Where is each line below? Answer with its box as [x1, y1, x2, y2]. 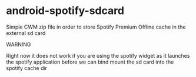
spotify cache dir [6, 64, 47, 71]
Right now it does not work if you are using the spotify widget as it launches [6, 52, 190, 59]
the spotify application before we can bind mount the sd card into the [6, 58, 174, 65]
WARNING [6, 41, 31, 48]
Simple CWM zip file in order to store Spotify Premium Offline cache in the [6, 23, 186, 30]
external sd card [6, 29, 46, 36]
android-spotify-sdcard [6, 4, 125, 17]
